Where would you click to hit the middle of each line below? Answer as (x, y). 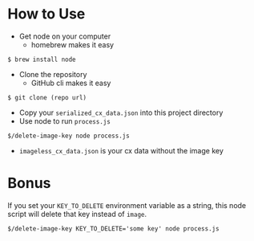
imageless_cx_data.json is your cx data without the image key (121, 150)
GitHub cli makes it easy (71, 83)
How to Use (46, 14)
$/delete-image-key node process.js (69, 136)
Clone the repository (53, 74)
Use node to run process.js (65, 120)
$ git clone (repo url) (47, 97)
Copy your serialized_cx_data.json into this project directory (121, 112)
